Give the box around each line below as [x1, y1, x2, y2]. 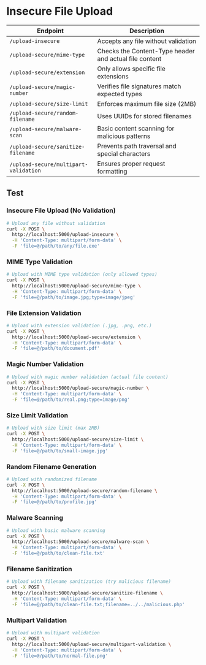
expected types [97, 89, 142, 98]
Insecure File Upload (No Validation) [6, 207, 116, 215]
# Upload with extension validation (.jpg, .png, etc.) [6, 322, 152, 329]
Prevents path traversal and [97, 142, 177, 150]
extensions [97, 72, 129, 80]
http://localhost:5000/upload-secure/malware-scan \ [12, 539, 150, 545]
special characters [97, 149, 151, 158]
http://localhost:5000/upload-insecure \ [12, 232, 120, 238]
